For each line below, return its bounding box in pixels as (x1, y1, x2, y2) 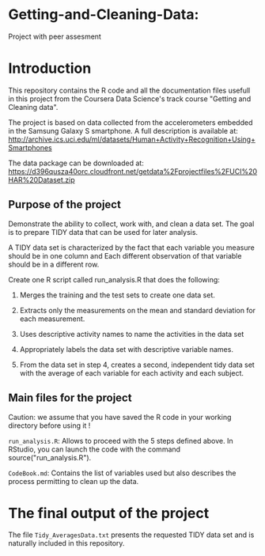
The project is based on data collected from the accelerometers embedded (8, 117, 253, 127)
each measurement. (19, 314, 85, 323)
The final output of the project (8, 504, 210, 522)
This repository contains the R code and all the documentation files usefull (8, 85, 251, 95)
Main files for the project (8, 391, 132, 405)
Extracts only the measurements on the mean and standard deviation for (19, 305, 256, 315)
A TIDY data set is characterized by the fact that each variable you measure (8, 243, 255, 252)
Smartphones (8, 142, 53, 152)
